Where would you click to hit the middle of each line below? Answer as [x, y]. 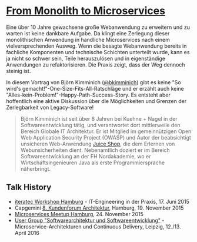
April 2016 [27, 233]
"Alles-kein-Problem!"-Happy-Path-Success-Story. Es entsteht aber [88, 95]
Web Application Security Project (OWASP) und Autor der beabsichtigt [106, 137]
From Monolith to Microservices [86, 11]
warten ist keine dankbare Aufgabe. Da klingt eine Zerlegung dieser [88, 33]
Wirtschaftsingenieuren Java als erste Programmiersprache [93, 163]
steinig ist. [19, 71]
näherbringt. [36, 168]
